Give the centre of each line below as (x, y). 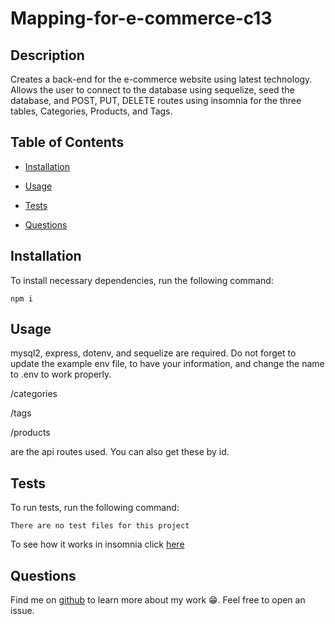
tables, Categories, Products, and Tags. (91, 111)
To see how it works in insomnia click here (97, 544)
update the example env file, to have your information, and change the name (167, 364)
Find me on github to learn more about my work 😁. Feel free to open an (158, 600)
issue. (22, 611)
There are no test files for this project (100, 526)
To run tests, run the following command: (95, 508)
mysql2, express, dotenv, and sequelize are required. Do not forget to (153, 353)
